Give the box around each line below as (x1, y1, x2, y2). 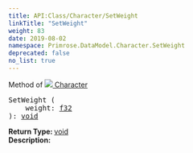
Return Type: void (8, 126, 69, 136)
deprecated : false (8, 49, 70, 57)
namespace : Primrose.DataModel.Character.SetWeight (8, 42, 185, 50)
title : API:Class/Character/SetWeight (8, 11, 138, 20)
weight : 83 (8, 27, 45, 35)
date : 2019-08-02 (8, 34, 67, 43)
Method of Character (8, 80, 88, 89)
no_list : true (8, 57, 56, 65)
